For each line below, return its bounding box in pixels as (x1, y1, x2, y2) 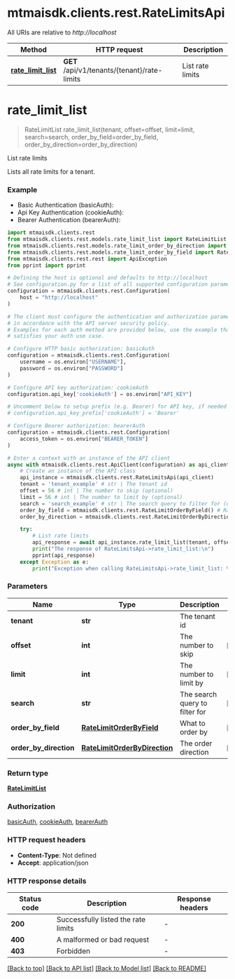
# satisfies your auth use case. (7, 333, 105, 340)
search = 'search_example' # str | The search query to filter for (20, 500, 220, 507)
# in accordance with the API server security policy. (7, 320, 171, 327)
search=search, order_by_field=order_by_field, (24, 132, 159, 141)
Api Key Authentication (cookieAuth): (17, 208, 124, 217)
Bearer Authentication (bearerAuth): (17, 216, 121, 224)
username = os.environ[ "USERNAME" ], (20, 359, 127, 366)
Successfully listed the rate (56, 915, 145, 924)
